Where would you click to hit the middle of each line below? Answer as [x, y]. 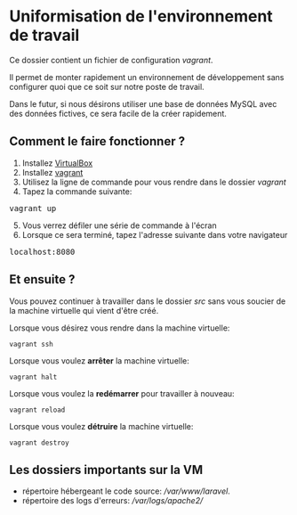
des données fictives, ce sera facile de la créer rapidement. [118, 113]
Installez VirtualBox [57, 163]
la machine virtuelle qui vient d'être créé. [84, 310]
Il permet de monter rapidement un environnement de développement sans [147, 77]
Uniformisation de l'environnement [141, 16]
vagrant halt [33, 377]
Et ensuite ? [42, 279]
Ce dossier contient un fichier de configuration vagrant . [111, 60]
